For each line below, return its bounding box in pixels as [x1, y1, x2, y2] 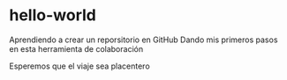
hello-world [9, 5, 97, 25]
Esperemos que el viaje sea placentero [9, 61, 150, 71]
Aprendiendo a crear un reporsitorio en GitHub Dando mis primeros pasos [9, 34, 278, 45]
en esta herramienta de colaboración [9, 43, 144, 54]
